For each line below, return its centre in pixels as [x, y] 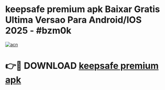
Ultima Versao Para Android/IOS [73, 20]
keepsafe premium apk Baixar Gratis [82, 9]
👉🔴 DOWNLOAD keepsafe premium [82, 66]
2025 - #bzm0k [38, 31]
